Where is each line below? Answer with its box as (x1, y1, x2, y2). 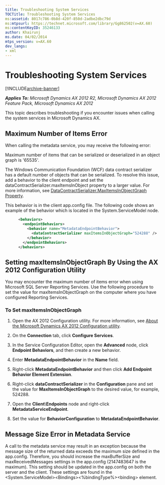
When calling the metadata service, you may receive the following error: (5, 143, 151, 148)
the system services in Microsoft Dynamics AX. (5, 115, 101, 121)
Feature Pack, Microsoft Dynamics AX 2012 (5, 100, 93, 106)
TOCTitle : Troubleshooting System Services (5, 12, 96, 17)
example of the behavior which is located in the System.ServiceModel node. (5, 207, 159, 214)
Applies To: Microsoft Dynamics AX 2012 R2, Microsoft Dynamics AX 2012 (5, 95, 157, 101)
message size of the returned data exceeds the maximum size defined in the (5, 448, 160, 455)
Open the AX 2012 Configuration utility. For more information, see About (12, 318, 158, 324)
